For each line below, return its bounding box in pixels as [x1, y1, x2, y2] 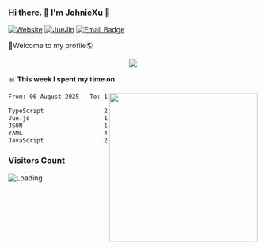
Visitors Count [8, 155, 66, 166]
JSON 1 [8, 122, 108, 130]
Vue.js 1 [8, 115, 108, 123]
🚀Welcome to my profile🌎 [8, 41, 93, 51]
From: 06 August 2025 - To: [8, 93, 101, 101]
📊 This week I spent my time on [8, 74, 116, 84]
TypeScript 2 [8, 107, 108, 116]
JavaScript [8, 136, 44, 145]
